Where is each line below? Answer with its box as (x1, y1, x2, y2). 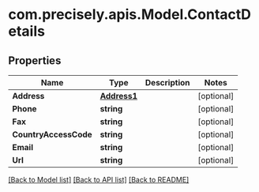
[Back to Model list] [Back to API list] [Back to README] (8, 175, 190, 184)
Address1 (99, 91, 138, 101)
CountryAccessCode (12, 129, 92, 140)
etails (8, 22, 46, 40)
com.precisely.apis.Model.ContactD (8, 6, 251, 24)
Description (145, 77, 190, 88)
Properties (8, 54, 62, 67)
